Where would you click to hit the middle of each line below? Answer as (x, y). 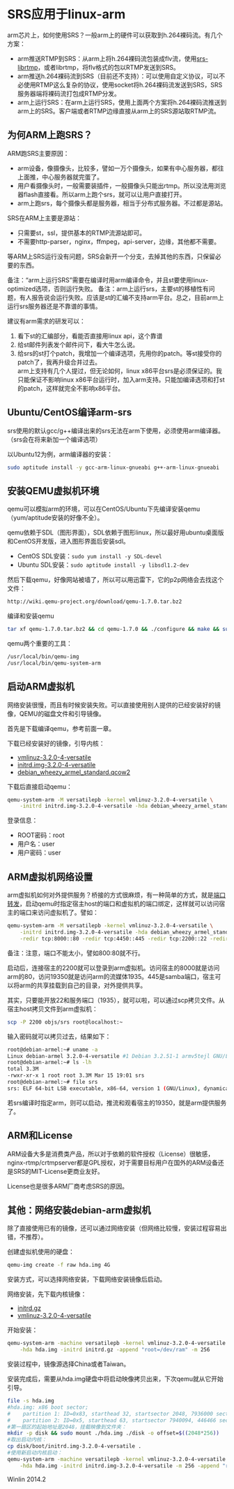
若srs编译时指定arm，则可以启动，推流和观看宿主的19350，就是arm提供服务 (117, 1103)
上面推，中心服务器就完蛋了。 (60, 177)
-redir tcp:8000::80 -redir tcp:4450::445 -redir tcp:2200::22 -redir (124, 938)
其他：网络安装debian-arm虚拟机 (79, 1210)
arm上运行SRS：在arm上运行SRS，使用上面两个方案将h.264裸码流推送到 (122, 102)
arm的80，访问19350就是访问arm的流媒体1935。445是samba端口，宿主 (111, 976)
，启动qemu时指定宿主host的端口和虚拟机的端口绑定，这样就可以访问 (119, 904)
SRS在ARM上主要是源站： (45, 218)
